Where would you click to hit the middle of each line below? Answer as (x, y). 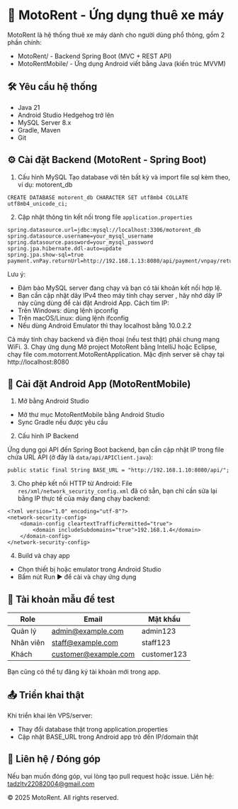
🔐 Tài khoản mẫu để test (61, 599)
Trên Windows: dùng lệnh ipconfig (68, 310)
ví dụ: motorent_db (45, 184)
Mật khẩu (164, 619)
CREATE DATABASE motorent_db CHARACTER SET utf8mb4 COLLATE (98, 197)
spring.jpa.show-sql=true (45, 255)
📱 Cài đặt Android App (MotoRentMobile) (99, 384)
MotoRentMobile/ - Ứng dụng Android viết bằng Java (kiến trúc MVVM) (122, 63)
